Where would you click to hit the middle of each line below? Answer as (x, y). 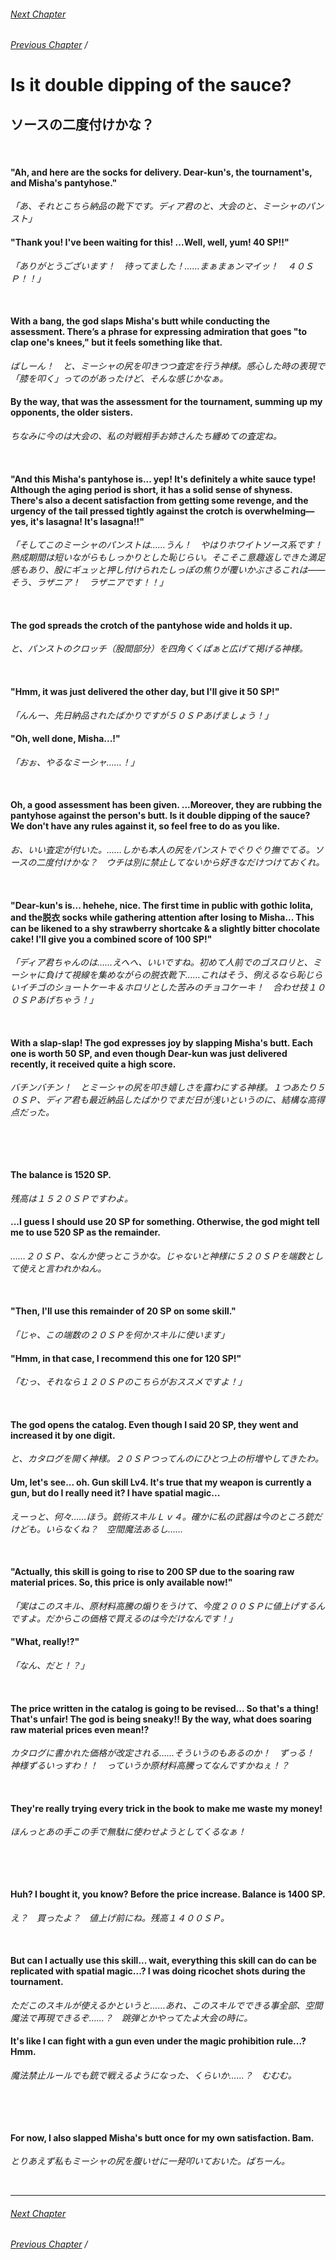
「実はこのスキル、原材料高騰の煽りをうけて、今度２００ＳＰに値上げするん (168, 1606)
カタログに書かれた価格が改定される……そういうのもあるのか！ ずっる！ (162, 1753)
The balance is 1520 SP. (61, 1175)
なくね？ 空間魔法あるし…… (123, 1529)
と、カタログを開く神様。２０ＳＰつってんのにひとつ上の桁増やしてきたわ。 (167, 1459)
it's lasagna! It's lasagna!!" (87, 521)
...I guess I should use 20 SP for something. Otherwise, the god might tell (165, 1222)
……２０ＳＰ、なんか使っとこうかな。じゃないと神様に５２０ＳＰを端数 (158, 1256)
